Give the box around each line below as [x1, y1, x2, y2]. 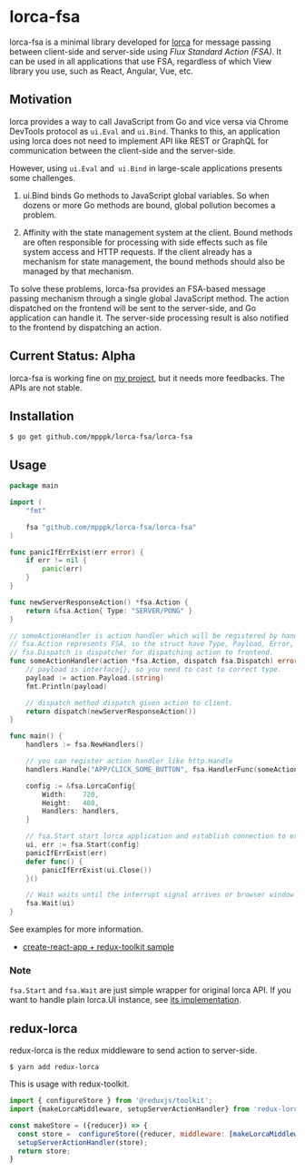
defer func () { [25, 857, 84, 866]
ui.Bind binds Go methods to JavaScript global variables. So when [22, 189, 270, 201]
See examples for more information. [9, 924, 143, 935]
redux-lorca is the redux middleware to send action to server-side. [9, 1045, 258, 1056]
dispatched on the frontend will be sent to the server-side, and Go [9, 302, 257, 313]
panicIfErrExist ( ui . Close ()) [42, 865, 152, 874]
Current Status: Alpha [9, 349, 136, 364]
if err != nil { [25, 556, 88, 565]
